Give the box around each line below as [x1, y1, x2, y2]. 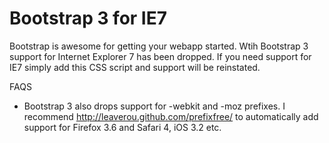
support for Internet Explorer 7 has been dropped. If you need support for [9, 50, 312, 62]
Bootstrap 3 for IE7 [9, 7, 168, 30]
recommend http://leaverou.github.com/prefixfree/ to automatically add [23, 110, 319, 122]
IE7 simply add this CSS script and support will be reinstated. [9, 61, 261, 73]
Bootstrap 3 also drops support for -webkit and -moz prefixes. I [23, 100, 286, 112]
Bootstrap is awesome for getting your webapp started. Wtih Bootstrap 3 [9, 40, 309, 52]
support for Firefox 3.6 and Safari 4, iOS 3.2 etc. [23, 121, 222, 133]
